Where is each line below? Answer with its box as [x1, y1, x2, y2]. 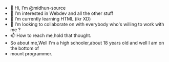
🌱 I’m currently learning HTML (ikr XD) [10, 16, 91, 22]
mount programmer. [10, 51, 53, 56]
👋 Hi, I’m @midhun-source [10, 5, 66, 11]
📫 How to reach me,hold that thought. [10, 32, 92, 38]
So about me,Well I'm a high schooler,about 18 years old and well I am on [10, 40, 164, 46]
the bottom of [10, 45, 39, 51]
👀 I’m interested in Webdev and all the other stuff [10, 10, 114, 16]
